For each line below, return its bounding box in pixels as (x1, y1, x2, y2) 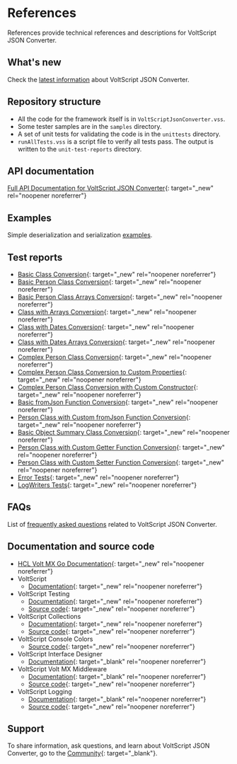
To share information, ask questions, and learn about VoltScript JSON (7, 741, 210, 750)
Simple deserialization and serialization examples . (7, 231, 153, 239)
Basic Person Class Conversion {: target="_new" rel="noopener (17, 278, 202, 286)
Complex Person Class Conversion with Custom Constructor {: (17, 383, 198, 391)
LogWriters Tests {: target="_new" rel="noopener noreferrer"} (17, 481, 197, 489)
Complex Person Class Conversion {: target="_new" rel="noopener (17, 353, 212, 361)
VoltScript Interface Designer (17, 649, 103, 658)
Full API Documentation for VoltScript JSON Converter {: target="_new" (7, 184, 214, 193)
